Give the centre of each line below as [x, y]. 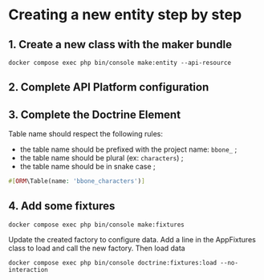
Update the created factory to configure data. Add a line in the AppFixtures [132, 239]
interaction [28, 270]
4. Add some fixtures [62, 206]
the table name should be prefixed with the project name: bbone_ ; [128, 149]
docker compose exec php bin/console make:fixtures [96, 225]
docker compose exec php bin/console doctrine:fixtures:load [113, 262]
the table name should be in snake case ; [88, 167]
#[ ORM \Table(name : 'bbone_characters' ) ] [77, 181]
